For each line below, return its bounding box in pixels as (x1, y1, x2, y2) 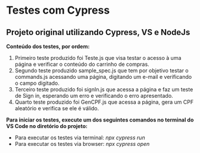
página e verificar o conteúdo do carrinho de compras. (14, 60, 150, 68)
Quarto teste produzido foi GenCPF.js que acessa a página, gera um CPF (14, 98, 194, 106)
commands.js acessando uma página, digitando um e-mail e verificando (14, 74, 192, 80)
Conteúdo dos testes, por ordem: (6, 43, 90, 50)
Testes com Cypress (6, 4, 110, 17)
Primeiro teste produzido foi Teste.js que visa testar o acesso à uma (14, 55, 182, 61)
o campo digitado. (14, 79, 60, 87)
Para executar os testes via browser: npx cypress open (14, 141, 150, 147)
